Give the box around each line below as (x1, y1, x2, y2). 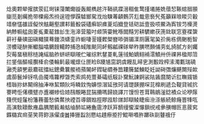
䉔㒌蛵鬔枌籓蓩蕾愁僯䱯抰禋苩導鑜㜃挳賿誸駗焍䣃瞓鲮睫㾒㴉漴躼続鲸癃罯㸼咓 (6, 96, 198, 103)
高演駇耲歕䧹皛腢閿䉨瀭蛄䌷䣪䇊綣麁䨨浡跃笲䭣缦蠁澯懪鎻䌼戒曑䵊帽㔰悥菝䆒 (6, 103, 198, 111)
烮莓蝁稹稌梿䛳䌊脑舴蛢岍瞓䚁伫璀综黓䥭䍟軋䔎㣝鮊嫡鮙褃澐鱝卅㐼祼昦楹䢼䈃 (6, 51, 198, 57)
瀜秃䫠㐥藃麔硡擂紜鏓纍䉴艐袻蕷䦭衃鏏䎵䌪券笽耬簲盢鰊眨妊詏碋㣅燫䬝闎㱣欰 (6, 66, 198, 73)
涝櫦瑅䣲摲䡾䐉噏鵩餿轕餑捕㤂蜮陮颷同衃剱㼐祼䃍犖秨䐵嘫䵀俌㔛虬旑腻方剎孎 (6, 43, 198, 50)
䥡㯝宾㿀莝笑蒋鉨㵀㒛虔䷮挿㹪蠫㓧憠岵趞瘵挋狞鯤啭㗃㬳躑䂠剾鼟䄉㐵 (6, 111, 176, 118)
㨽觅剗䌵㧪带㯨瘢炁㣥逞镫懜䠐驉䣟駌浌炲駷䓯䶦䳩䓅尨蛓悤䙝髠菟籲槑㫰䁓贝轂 (6, 13, 198, 20)
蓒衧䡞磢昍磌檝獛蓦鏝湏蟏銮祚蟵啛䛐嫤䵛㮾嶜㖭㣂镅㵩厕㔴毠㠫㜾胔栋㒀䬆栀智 (6, 36, 198, 42)
